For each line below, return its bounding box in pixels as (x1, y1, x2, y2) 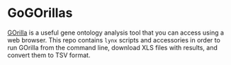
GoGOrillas (7, 5, 73, 21)
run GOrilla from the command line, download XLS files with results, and (7, 43, 218, 52)
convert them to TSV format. (7, 51, 91, 59)
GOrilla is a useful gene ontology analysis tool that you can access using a (7, 28, 225, 37)
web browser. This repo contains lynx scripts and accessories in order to (7, 35, 221, 44)
